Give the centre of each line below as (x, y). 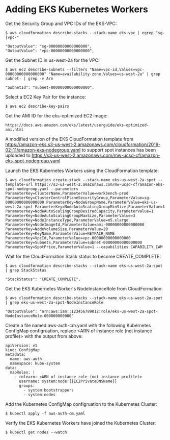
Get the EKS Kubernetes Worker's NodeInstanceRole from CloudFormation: (84, 288)
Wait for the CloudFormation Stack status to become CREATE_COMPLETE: (83, 256)
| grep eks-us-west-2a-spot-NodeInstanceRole (54, 302)
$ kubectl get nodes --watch (36, 432)
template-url (19, 184)
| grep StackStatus (26, 270)
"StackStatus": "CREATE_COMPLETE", (43, 279)
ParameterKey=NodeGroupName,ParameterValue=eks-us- (102, 202)
